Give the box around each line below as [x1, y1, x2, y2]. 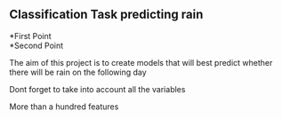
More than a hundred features [9, 101, 119, 112]
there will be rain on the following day [9, 67, 147, 77]
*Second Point [9, 40, 64, 51]
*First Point [9, 30, 52, 41]
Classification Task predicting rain [9, 7, 204, 22]
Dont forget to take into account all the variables [9, 83, 186, 94]
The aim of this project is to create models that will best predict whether [9, 57, 273, 67]
